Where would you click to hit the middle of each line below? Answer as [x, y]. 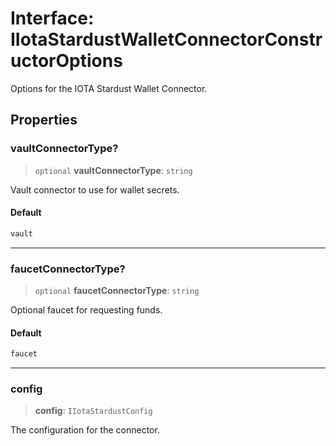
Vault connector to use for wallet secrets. [95, 189]
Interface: [52, 18]
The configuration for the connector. [85, 430]
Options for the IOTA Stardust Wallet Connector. [109, 88]
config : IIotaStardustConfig [93, 411]
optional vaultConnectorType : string [113, 170]
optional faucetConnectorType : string [117, 290]
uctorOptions [66, 61]
